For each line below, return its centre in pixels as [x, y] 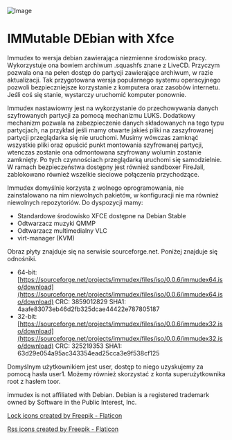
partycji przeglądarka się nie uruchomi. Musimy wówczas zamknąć [103, 137]
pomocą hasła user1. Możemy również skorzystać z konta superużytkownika [116, 373]
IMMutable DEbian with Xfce [91, 39]
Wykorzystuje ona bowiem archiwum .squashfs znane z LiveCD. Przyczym [114, 65]
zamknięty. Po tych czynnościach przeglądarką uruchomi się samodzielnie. [115, 159]
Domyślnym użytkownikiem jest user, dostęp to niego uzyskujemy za [105, 367]
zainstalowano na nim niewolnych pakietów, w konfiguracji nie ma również [113, 195]
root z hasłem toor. [34, 381]
